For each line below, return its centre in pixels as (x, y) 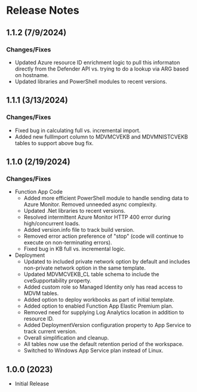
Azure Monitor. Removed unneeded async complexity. (90, 204)
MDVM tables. (41, 293)
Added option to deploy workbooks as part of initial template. (99, 300)
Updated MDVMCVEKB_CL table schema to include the (91, 274)
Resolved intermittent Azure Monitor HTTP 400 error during (97, 217)
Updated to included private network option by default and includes (107, 262)
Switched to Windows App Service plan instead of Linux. (93, 351)
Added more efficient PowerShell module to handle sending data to (106, 198)
